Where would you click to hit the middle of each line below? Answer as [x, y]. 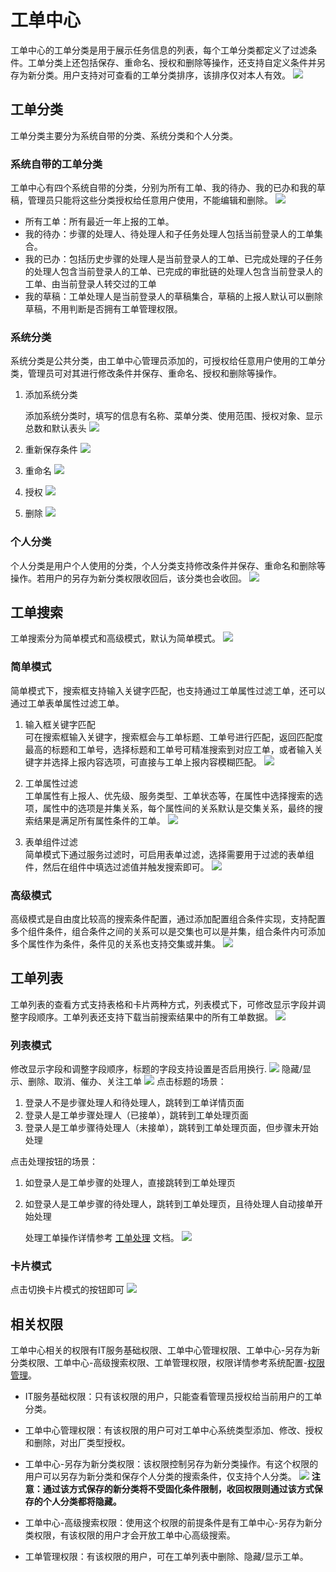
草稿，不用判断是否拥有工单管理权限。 [103, 309]
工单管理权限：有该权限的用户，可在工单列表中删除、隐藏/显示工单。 [166, 1557]
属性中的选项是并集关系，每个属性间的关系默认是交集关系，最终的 [178, 808]
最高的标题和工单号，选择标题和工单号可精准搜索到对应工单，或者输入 [169, 749]
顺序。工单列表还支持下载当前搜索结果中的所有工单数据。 [154, 1017]
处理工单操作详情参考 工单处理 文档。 [102, 1238]
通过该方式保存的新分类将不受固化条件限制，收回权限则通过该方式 [178, 1489]
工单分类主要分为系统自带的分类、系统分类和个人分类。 [124, 135]
